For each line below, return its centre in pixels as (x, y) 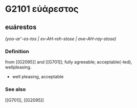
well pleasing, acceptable (38, 77)
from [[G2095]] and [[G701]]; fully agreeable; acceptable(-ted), (69, 62)
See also (15, 89)
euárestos (21, 27)
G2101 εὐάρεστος (42, 9)
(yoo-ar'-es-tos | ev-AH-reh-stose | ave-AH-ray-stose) (61, 39)
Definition (17, 51)
